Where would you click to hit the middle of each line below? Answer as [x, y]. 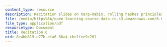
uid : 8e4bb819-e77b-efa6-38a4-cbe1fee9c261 [51, 37]
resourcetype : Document [30, 28]
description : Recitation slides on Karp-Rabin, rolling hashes [72, 14]
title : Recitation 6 [27, 32]
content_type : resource [30, 10]
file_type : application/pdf [34, 23]
